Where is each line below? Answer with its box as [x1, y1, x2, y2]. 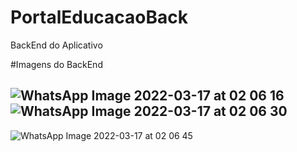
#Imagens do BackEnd [10, 58, 103, 70]
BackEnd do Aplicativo [10, 39, 103, 51]
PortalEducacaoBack [10, 6, 189, 29]
